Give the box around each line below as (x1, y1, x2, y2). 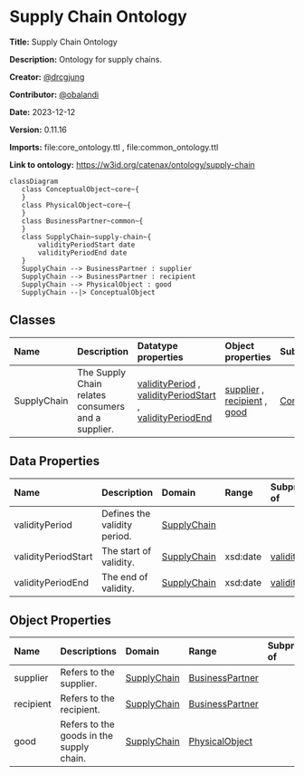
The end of (100, 570, 148, 583)
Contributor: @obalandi (9, 89, 100, 100)
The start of (100, 544, 152, 557)
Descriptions (60, 645, 118, 658)
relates (76, 388, 107, 401)
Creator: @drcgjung (9, 71, 85, 82)
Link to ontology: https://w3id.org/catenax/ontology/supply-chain (9, 159, 255, 170)
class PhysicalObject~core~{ (21, 200, 131, 209)
